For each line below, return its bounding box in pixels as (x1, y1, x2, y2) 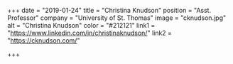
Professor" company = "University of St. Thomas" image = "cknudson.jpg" (7, 14, 226, 22)
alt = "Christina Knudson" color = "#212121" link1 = (7, 21, 156, 29)
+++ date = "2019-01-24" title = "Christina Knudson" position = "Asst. (7, 6, 212, 14)
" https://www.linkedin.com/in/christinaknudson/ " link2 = (7, 28, 173, 37)
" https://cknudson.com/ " (7, 36, 80, 45)
